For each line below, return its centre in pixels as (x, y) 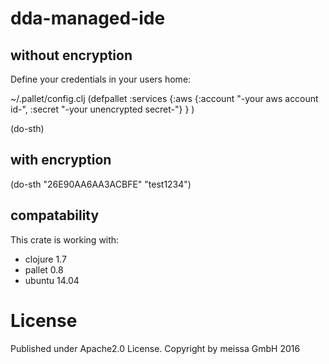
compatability (55, 215)
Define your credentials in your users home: (101, 79)
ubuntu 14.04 (52, 280)
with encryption (61, 160)
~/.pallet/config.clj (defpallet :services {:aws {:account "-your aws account (164, 98)
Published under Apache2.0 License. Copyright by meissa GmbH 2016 (155, 348)
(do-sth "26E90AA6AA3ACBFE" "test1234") (101, 184)
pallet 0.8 (44, 269)
